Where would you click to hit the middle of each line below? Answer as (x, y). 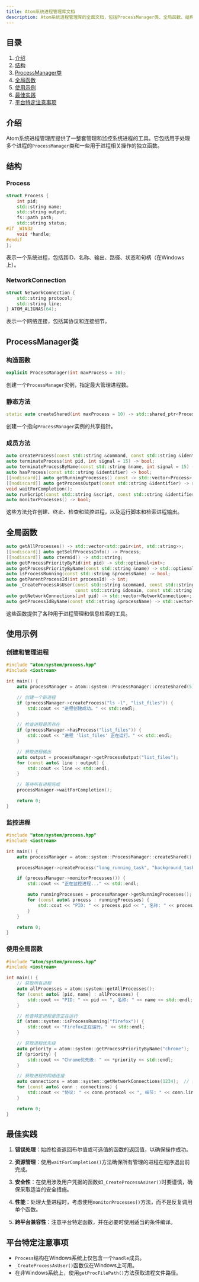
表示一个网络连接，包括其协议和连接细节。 (58, 321)
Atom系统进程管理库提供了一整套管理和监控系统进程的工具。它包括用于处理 (98, 138)
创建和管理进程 (28, 652)
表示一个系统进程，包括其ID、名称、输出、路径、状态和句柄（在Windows (95, 257)
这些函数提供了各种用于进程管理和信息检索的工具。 (68, 613)
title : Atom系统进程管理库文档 (41, 12)
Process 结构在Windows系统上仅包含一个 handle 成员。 (80, 1258)
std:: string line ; (39, 304)
